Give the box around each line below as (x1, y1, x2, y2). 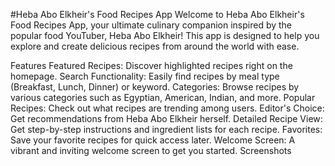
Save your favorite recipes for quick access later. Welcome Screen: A (10, 134, 296, 146)
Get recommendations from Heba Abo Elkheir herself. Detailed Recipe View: (10, 113, 323, 124)
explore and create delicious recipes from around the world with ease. (10, 40, 300, 52)
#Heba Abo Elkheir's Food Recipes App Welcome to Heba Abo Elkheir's (10, 9, 305, 20)
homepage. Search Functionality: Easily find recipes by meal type (10, 70, 280, 82)
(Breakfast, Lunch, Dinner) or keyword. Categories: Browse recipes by (10, 81, 300, 93)
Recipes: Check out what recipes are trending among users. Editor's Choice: (10, 102, 325, 114)
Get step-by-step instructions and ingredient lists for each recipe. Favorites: (10, 124, 323, 135)
